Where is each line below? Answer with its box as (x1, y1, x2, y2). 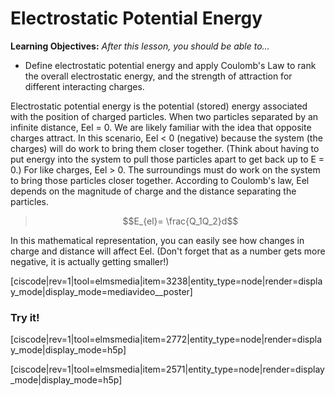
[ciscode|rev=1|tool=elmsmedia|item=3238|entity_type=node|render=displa (10, 275, 323, 287)
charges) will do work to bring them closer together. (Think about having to (10, 142, 320, 154)
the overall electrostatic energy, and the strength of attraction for (24, 70, 293, 82)
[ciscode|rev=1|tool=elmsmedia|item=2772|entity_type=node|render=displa (10, 333, 323, 346)
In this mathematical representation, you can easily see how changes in (10, 234, 305, 246)
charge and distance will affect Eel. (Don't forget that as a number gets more (10, 245, 326, 257)
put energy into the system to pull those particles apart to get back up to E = (10, 153, 325, 165)
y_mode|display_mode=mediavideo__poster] (10, 285, 193, 297)
